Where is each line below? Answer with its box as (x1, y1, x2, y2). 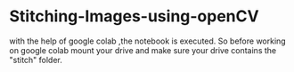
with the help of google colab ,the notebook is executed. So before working (9, 36, 287, 46)
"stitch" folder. (9, 54, 62, 65)
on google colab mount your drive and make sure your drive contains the (9, 44, 277, 55)
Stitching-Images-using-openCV (9, 6, 260, 27)
